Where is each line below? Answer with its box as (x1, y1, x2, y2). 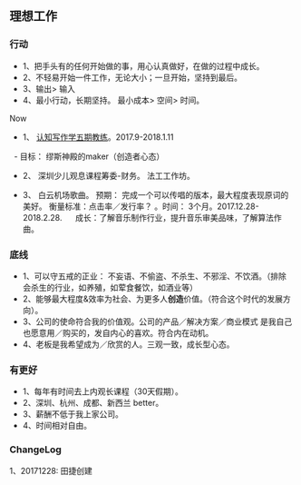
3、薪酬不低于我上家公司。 (22, 409, 124, 420)
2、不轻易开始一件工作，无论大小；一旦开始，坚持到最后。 (22, 72, 243, 83)
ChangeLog (9, 443, 62, 456)
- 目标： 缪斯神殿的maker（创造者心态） (13, 151, 165, 162)
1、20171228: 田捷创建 (9, 465, 93, 476)
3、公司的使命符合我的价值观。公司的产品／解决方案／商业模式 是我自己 (22, 316, 293, 327)
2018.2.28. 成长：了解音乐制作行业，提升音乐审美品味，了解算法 (22, 212, 275, 223)
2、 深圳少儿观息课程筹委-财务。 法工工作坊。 (22, 170, 195, 181)
